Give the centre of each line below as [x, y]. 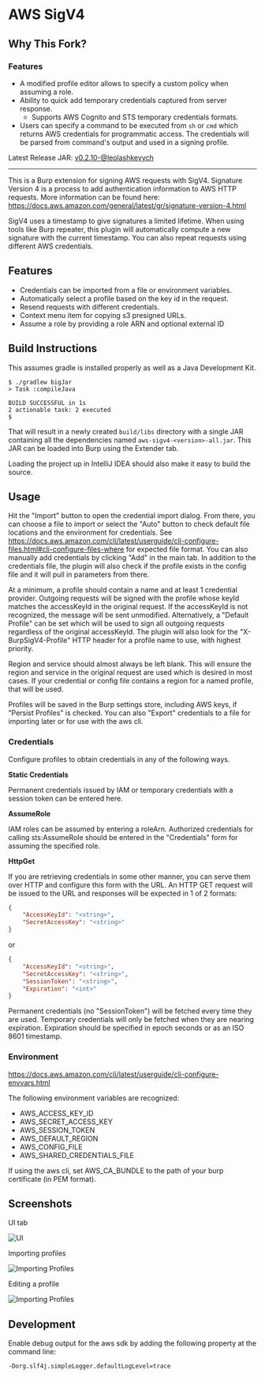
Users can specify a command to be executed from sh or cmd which [129, 125]
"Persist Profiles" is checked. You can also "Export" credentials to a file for [129, 713]
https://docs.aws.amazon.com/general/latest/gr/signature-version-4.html [127, 205]
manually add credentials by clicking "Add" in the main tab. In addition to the [132, 558]
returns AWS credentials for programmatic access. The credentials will [134, 134]
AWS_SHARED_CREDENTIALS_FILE [77, 1155]
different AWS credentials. [50, 246]
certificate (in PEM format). [52, 1179]
